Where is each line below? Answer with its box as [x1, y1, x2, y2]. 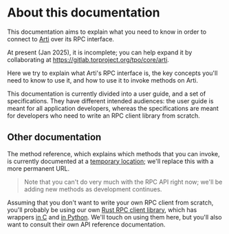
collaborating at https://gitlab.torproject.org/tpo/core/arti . [7, 55, 170, 63]
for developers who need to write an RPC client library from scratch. [7, 111, 201, 120]
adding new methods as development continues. [23, 184, 162, 193]
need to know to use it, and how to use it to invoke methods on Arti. [7, 76, 198, 84]
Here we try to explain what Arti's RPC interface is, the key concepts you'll [7, 69, 218, 77]
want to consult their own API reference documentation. [7, 220, 166, 228]
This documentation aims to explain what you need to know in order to [7, 28, 207, 36]
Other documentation [7, 131, 102, 143]
